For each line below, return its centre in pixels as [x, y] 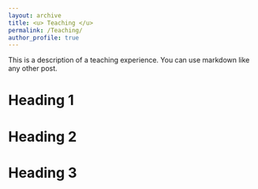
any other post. [33, 69]
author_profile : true [44, 38]
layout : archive [35, 15]
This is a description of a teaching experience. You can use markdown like [129, 60]
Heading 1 [41, 100]
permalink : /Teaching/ [45, 30]
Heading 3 [43, 173]
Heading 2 [43, 136]
